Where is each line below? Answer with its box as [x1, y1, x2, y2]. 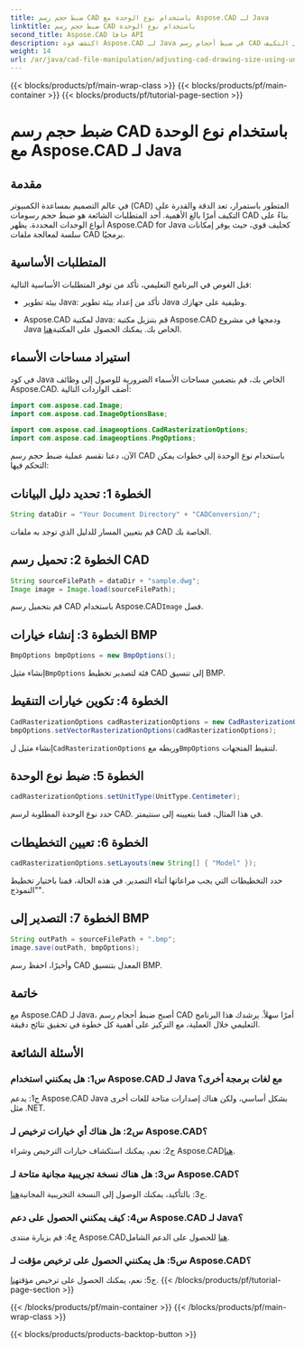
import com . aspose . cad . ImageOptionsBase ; [10, 409, 169, 418]
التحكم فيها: [10, 460, 50, 470]
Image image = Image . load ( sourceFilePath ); [10, 584, 177, 594]
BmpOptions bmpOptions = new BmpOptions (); [10, 651, 177, 660]
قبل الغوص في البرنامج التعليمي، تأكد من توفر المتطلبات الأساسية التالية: [10, 279, 252, 290]
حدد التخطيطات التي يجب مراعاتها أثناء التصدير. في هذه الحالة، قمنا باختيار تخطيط [10, 875, 283, 886]
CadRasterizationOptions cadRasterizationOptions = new [10, 717, 225, 727]
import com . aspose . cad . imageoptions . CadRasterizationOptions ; [10, 425, 249, 434]
